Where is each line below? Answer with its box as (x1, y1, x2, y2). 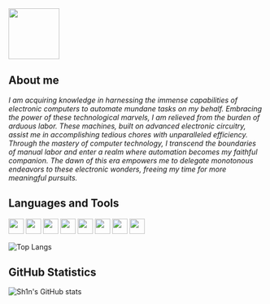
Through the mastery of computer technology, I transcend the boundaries (8, 138, 256, 148)
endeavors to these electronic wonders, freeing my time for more (8, 164, 227, 174)
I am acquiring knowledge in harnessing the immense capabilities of (8, 95, 238, 105)
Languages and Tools (8, 197, 120, 211)
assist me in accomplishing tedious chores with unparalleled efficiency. (8, 129, 248, 139)
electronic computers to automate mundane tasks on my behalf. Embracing (8, 103, 263, 113)
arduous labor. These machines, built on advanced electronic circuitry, (8, 121, 246, 131)
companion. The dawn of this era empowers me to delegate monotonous (8, 155, 254, 165)
